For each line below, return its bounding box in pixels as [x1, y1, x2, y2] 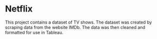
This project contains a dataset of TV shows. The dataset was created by [5, 19, 152, 25]
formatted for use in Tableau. [5, 29, 63, 35]
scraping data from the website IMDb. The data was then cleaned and [5, 24, 145, 30]
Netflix [5, 3, 33, 14]
